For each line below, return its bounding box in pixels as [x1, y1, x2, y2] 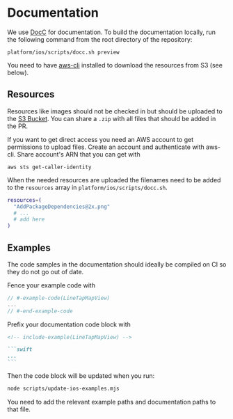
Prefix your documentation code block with [7, 320, 131, 329]
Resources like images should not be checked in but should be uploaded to [7, 106, 223, 116]
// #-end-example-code [7, 308, 73, 315]
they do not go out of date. [7, 267, 84, 276]
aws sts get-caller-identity [7, 164, 92, 171]
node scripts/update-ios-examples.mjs [7, 385, 120, 393]
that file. [7, 405, 31, 413]
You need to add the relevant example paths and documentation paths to [7, 397, 216, 406]
